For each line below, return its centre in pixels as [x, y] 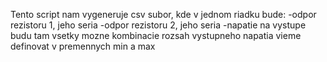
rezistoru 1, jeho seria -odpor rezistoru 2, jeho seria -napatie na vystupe [158, 25]
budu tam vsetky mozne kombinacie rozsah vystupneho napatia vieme [156, 35]
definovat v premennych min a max [83, 46]
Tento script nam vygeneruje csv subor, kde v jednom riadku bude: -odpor [163, 14]
